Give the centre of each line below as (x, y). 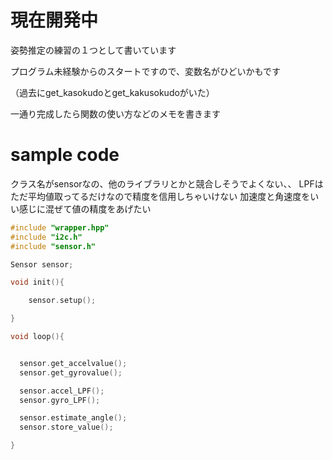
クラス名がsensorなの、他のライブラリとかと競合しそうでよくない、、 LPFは (167, 183)
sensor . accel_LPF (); (62, 391)
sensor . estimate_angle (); (73, 418)
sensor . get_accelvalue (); (73, 363)
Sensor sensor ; (42, 264)
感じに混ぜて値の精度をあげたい (85, 208)
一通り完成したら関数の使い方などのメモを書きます (115, 113)
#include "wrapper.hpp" (60, 227)
